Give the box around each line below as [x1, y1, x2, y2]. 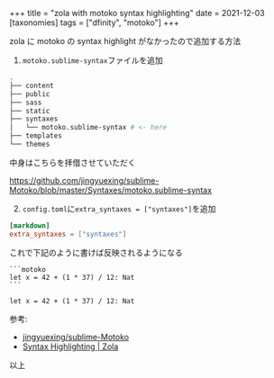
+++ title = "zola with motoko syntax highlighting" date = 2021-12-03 [9, 8, 265, 18]
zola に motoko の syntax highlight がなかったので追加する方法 [9, 36, 242, 46]
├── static [9, 106, 50, 115]
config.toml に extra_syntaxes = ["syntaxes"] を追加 [22, 202, 216, 214]
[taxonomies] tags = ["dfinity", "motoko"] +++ [9, 17, 180, 28]
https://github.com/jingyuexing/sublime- [9, 175, 160, 185]
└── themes [9, 139, 50, 148]
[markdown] [9, 220, 50, 230]
